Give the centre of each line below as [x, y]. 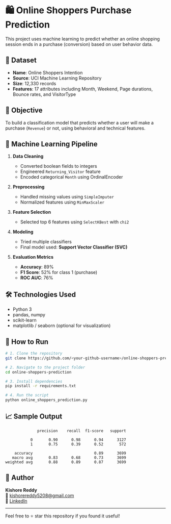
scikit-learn [24, 320]
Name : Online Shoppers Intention [48, 72]
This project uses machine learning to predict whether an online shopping [83, 39]
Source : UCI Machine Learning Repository [57, 78]
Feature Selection [32, 212]
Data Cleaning [28, 156]
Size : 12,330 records [34, 83]
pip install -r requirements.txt [41, 386]
